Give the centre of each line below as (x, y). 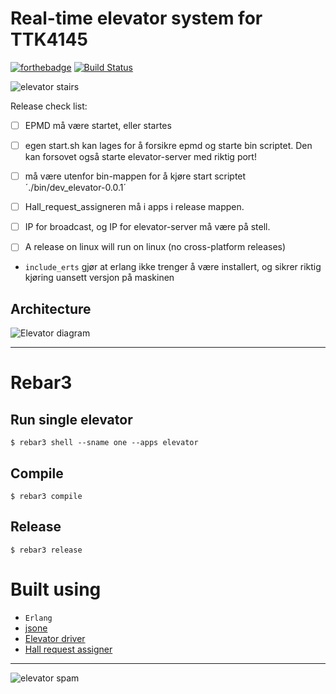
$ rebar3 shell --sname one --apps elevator (104, 443)
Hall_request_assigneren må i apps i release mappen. (134, 207)
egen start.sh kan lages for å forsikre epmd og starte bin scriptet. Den (168, 145)
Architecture (51, 308)
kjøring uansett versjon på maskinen (99, 278)
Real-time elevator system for (136, 18)
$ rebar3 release (46, 550)
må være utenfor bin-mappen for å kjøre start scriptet (135, 176)
